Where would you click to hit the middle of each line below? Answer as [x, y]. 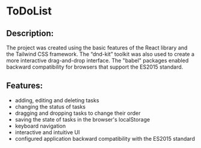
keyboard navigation [40, 126]
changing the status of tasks [50, 106]
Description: [30, 33]
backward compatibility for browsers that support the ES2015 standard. [95, 67]
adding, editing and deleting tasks [57, 100]
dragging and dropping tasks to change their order [78, 113]
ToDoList [29, 11]
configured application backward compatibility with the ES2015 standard [105, 138]
